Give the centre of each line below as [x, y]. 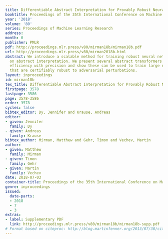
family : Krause [25, 136]
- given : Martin [22, 168]
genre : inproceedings [28, 187]
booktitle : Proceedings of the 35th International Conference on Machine [84, 15]
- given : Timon [21, 159]
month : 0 [14, 38]
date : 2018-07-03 [23, 178]
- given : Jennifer [24, 122]
